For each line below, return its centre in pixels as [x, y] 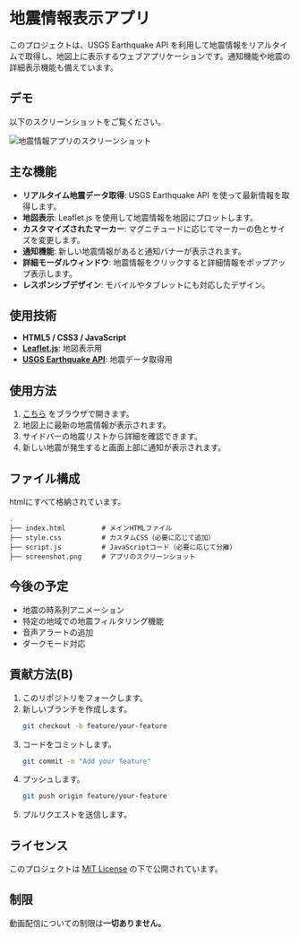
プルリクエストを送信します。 [77, 815]
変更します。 [61, 239]
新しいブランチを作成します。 [77, 708]
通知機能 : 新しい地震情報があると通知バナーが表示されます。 [134, 251]
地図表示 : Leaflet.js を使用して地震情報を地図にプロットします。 [140, 217]
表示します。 [54, 273]
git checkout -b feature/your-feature [94, 726]
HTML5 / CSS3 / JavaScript [74, 338]
